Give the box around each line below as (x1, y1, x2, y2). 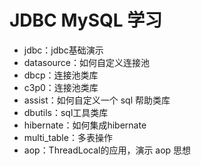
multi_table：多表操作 (23, 131, 113, 143)
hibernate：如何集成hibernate (23, 119, 147, 131)
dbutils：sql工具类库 (23, 106, 109, 118)
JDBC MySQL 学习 (9, 9, 163, 32)
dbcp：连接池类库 (23, 69, 99, 81)
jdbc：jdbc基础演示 (23, 44, 104, 56)
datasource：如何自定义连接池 (23, 56, 151, 68)
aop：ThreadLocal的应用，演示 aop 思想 (23, 144, 192, 156)
